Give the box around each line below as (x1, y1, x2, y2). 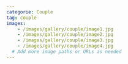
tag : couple (6, 15, 37, 21)
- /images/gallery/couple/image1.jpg (17, 26, 114, 32)
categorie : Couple (6, 9, 53, 15)
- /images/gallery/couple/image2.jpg (17, 32, 114, 38)
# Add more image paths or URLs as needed (12, 49, 122, 55)
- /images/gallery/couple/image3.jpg (17, 37, 114, 43)
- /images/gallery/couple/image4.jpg (17, 43, 114, 49)
